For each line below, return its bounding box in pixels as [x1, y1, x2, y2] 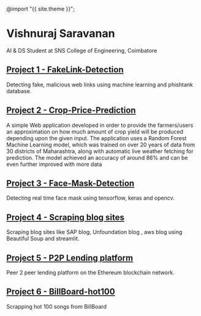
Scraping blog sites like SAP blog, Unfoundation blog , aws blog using [6, 228, 183, 236]
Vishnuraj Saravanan [6, 27, 115, 40]
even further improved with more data [6, 160, 102, 168]
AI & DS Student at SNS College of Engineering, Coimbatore [6, 47, 157, 54]
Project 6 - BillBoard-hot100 [6, 287, 115, 297]
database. [6, 87, 32, 94]
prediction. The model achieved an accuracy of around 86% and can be [6, 154, 188, 161]
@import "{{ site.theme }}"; [6, 6, 75, 12]
